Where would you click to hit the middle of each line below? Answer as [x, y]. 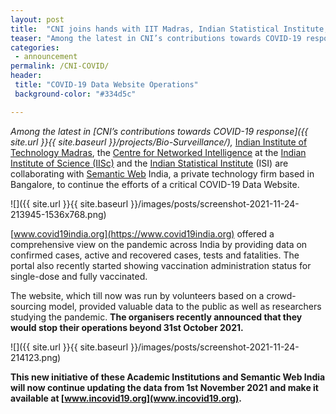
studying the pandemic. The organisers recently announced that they [156, 317]
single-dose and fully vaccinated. [79, 276]
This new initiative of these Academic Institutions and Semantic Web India [168, 377]
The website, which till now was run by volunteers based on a [137, 295]
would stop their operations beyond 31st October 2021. [127, 327]
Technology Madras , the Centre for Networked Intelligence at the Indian [158, 152]
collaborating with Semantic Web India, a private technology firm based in [162, 173]
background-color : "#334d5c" [75, 94]
